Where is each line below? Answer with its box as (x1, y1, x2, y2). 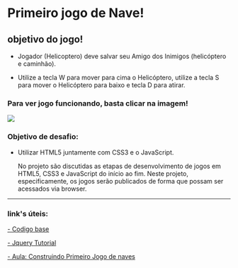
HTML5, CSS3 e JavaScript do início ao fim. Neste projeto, (17, 169, 189, 178)
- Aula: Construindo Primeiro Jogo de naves (7, 252, 136, 260)
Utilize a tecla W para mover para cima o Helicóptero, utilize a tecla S (17, 73, 220, 82)
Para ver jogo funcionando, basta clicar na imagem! (7, 98, 189, 108)
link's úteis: (7, 208, 48, 218)
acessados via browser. (17, 184, 87, 193)
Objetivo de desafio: (7, 132, 79, 142)
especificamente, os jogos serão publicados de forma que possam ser (17, 177, 224, 185)
